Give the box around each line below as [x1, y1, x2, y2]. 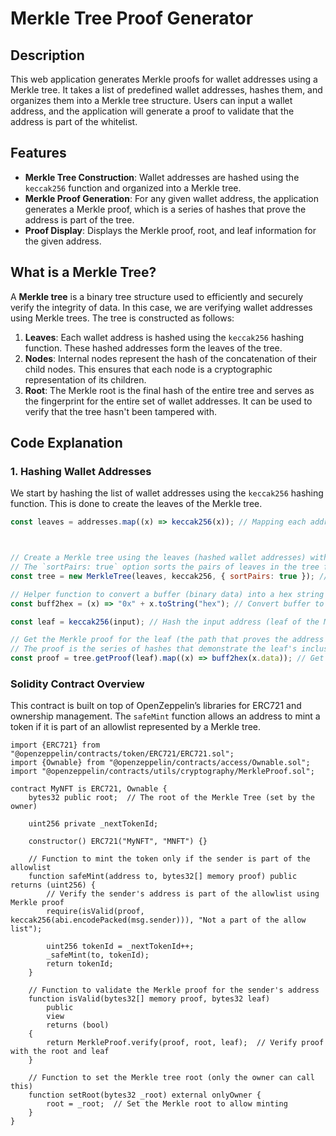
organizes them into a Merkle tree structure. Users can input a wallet [10, 95, 293, 106]
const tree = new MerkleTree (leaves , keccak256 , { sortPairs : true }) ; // [10, 571, 329, 581]
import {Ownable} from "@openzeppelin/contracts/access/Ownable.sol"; [10, 758, 311, 768]
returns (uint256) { [10, 880, 97, 891]
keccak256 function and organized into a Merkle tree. [24, 182, 242, 194]
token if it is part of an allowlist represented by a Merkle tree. [10, 721, 262, 733]
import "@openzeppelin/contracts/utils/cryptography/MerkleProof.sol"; [10, 767, 315, 777]
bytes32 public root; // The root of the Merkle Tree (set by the [28, 793, 315, 803]
